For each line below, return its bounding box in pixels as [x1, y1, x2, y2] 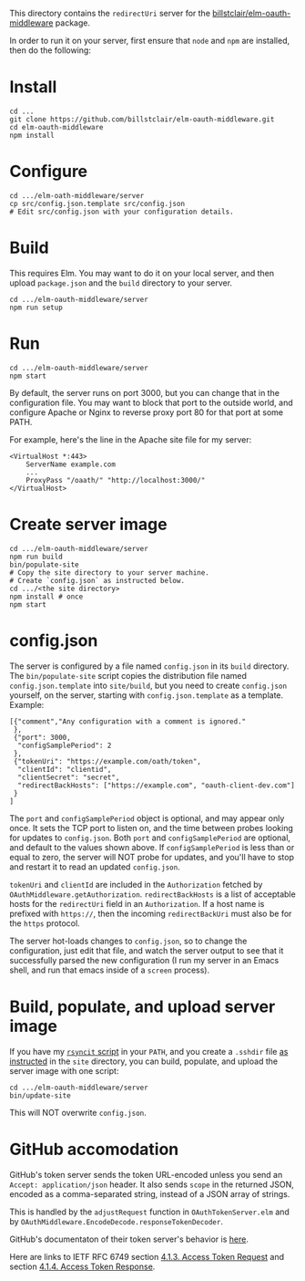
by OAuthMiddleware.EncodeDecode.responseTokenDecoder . [9, 1215, 223, 1226]
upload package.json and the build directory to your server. [9, 277, 233, 288]
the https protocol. [9, 917, 80, 929]
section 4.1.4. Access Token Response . [9, 1261, 156, 1272]
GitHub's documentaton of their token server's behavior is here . [9, 1234, 249, 1245]
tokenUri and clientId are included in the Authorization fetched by [9, 879, 263, 890]
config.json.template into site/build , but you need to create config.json [9, 680, 288, 691]
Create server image [9, 514, 168, 535]
